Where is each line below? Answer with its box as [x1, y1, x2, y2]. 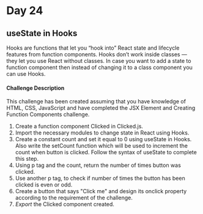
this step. [15, 155, 39, 163]
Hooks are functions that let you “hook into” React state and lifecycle [6, 44, 180, 51]
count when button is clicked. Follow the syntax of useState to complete [15, 149, 197, 156]
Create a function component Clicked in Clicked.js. [15, 123, 144, 130]
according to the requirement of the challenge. [15, 194, 133, 202]
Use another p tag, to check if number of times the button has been [15, 175, 185, 182]
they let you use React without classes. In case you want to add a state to [6, 57, 191, 64]
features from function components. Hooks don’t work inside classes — [6, 51, 188, 58]
